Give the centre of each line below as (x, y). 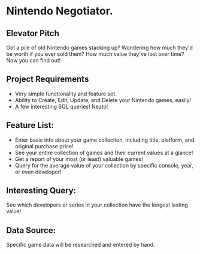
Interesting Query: (41, 191)
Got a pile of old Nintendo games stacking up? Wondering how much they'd (100, 47)
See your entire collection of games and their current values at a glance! (104, 153)
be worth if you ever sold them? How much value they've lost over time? (95, 54)
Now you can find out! (34, 60)
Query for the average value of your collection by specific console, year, (104, 165)
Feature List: (30, 125)
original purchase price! (44, 146)
